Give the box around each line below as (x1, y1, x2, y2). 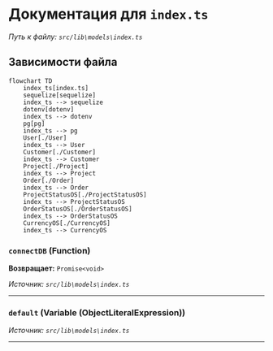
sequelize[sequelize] (23, 91, 96, 99)
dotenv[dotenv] (23, 105, 75, 114)
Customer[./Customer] (23, 148, 96, 156)
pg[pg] (23, 119, 45, 128)
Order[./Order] (23, 176, 75, 184)
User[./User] (23, 133, 67, 142)
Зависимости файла (8, 55, 118, 69)
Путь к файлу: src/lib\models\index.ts (8, 32, 143, 41)
